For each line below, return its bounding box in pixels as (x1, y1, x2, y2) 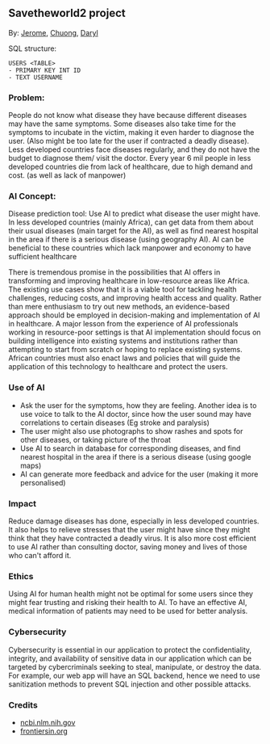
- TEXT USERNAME (8, 73, 63, 82)
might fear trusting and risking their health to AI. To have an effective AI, (8, 598, 247, 607)
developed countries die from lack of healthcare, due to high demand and (8, 162, 253, 172)
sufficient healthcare (8, 252, 77, 262)
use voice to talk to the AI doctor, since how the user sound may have (19, 409, 251, 418)
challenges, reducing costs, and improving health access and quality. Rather (8, 293, 262, 303)
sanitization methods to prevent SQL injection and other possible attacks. (8, 679, 251, 689)
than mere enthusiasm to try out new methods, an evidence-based (8, 302, 230, 312)
